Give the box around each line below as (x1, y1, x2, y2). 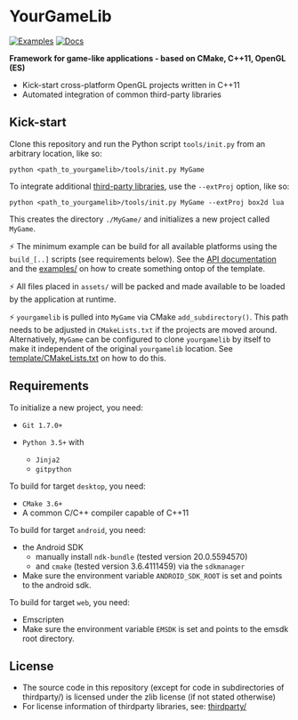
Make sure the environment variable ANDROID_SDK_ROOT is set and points (21, 570, 283, 580)
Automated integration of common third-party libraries (21, 89, 222, 100)
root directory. (21, 633, 75, 643)
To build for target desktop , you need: (9, 481, 147, 491)
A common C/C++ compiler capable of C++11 (21, 507, 189, 518)
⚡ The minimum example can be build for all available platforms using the (9, 240, 278, 251)
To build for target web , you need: (9, 596, 131, 607)
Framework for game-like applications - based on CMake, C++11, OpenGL (9, 53, 286, 63)
